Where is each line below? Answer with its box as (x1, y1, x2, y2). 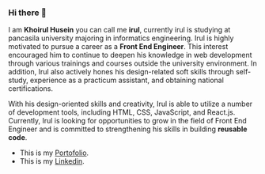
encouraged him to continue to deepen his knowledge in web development (8, 51, 252, 60)
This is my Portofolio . (19, 148, 89, 157)
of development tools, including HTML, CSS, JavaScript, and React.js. (8, 108, 236, 117)
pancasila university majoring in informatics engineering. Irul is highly (8, 33, 234, 43)
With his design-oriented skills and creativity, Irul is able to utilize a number (8, 99, 253, 109)
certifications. (8, 84, 54, 93)
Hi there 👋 (8, 7, 47, 18)
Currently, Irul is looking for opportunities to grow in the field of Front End (8, 116, 247, 126)
